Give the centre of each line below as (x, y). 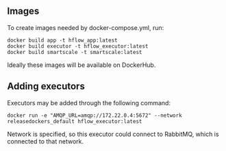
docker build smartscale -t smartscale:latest (75, 52)
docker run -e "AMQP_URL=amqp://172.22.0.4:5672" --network (95, 115)
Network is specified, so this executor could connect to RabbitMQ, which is (113, 134)
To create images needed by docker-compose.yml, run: (86, 27)
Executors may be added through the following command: (89, 102)
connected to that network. (46, 141)
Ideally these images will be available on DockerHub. (81, 65)
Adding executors (46, 86)
